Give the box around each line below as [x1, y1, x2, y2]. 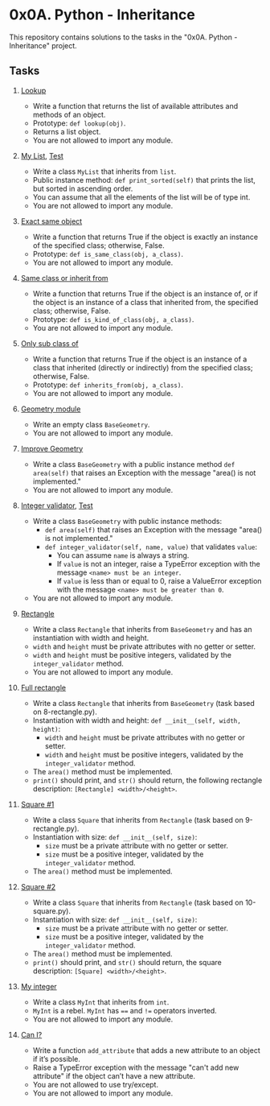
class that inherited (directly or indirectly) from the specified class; [32, 362, 253, 372]
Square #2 [20, 881, 56, 891]
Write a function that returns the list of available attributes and [32, 101, 239, 110]
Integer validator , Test [20, 501, 93, 510]
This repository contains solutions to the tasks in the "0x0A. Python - [9, 32, 238, 42]
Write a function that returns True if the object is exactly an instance [32, 232, 259, 241]
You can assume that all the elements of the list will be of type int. [32, 192, 251, 202]
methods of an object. [32, 109, 106, 119]
